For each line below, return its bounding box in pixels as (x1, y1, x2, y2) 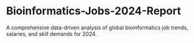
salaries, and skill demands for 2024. (6, 30, 97, 37)
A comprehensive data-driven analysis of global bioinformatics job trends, (6, 24, 189, 31)
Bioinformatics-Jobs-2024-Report (6, 4, 181, 18)
